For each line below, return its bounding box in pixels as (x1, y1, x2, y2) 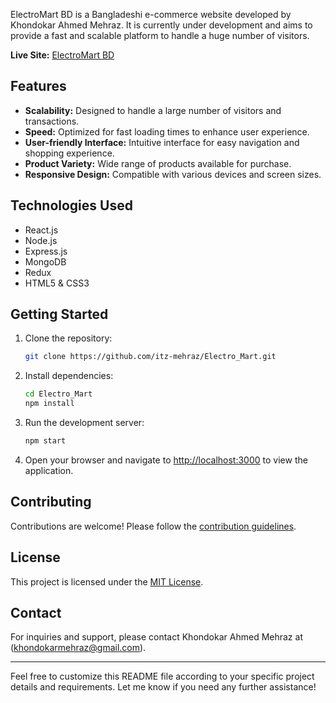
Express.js (24, 245, 68, 257)
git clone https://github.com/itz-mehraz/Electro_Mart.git (24, 352, 277, 362)
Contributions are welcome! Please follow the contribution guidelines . (10, 520, 297, 532)
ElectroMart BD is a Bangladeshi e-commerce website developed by (10, 9, 292, 20)
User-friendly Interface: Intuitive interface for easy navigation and (24, 136, 300, 148)
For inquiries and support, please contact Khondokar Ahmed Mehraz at (10, 631, 303, 643)
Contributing (10, 494, 92, 511)
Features (10, 78, 67, 95)
